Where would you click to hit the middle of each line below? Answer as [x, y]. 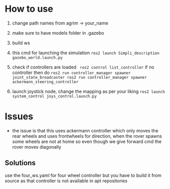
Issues [19, 117]
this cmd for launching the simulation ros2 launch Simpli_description [86, 53]
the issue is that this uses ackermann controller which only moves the [85, 130]
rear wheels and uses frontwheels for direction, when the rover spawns [87, 136]
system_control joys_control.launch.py [54, 96]
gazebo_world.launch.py [37, 57]
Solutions [20, 163]
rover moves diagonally [37, 147]
